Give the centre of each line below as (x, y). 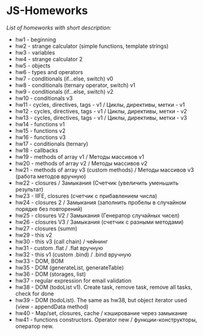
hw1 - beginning (36, 39)
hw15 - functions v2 (40, 131)
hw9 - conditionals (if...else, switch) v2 (64, 91)
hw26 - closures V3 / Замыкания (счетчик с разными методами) (99, 222)
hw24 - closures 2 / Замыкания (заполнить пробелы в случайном (101, 202)
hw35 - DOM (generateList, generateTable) (70, 267)
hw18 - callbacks (36, 150)
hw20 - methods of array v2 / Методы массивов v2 (81, 163)
